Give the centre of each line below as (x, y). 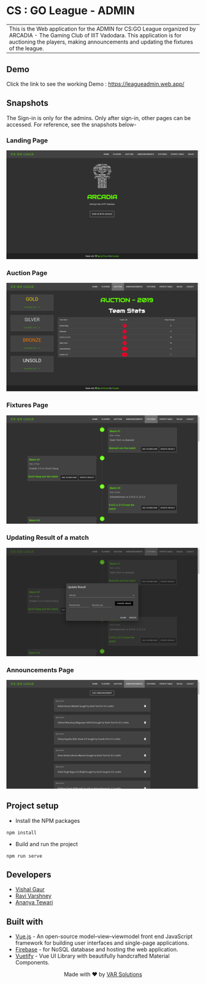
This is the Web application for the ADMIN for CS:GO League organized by (102, 29)
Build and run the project (47, 844)
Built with (25, 922)
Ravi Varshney (33, 896)
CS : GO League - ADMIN (71, 11)
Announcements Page (40, 670)
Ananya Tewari (34, 903)
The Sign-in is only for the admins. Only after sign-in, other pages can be (99, 118)
